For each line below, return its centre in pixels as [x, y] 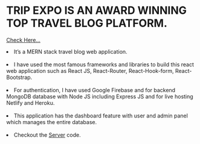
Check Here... [24, 40]
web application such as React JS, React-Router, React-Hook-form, [90, 70]
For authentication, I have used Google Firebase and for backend [95, 90]
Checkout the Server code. [47, 135]
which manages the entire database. [52, 122]
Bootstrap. [19, 77]
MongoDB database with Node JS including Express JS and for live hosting [100, 96]
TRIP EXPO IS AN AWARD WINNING [97, 11]
